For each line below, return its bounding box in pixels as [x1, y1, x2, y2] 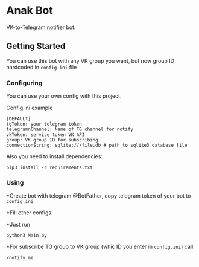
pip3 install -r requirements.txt [6, 164, 93, 171]
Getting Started [6, 41, 66, 51]
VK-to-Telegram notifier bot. [6, 24, 76, 31]
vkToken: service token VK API [6, 132, 85, 138]
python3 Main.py [6, 233, 47, 239]
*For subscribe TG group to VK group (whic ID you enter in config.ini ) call [6, 243, 194, 251]
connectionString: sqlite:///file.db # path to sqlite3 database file [6, 143, 188, 149]
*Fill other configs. [6, 209, 53, 216]
